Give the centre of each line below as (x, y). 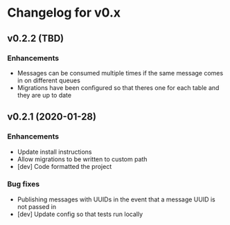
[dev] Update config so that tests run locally (80, 214)
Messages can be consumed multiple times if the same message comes (120, 73)
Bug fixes (24, 184)
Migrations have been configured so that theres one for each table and (118, 87)
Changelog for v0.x (64, 13)
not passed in (37, 206)
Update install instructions (54, 152)
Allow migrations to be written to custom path (82, 159)
